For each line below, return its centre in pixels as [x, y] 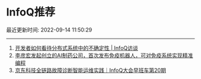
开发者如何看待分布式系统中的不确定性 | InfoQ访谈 [77, 48]
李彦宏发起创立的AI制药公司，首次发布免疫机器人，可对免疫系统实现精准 [104, 55]
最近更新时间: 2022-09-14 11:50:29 [49, 30]
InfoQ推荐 [31, 12]
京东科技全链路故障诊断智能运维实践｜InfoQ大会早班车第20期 [90, 70]
